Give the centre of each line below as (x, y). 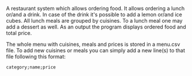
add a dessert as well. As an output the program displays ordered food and (96, 27)
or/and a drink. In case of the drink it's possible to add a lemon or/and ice (94, 15)
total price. (19, 33)
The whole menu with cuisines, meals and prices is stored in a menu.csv (93, 44)
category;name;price (31, 67)
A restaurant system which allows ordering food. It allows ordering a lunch (95, 8)
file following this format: (36, 57)
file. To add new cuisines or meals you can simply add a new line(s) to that (96, 50)
